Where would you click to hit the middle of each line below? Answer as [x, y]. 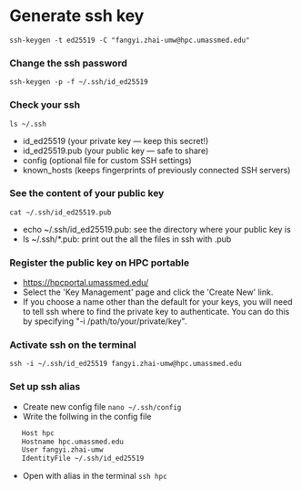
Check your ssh [45, 105]
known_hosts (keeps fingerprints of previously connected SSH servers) [156, 170]
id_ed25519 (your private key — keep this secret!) [116, 141]
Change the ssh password [68, 63]
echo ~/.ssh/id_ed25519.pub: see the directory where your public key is [156, 229]
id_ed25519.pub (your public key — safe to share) [116, 151]
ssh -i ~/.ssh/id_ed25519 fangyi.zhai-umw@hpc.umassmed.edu [126, 364]
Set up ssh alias [45, 387]
